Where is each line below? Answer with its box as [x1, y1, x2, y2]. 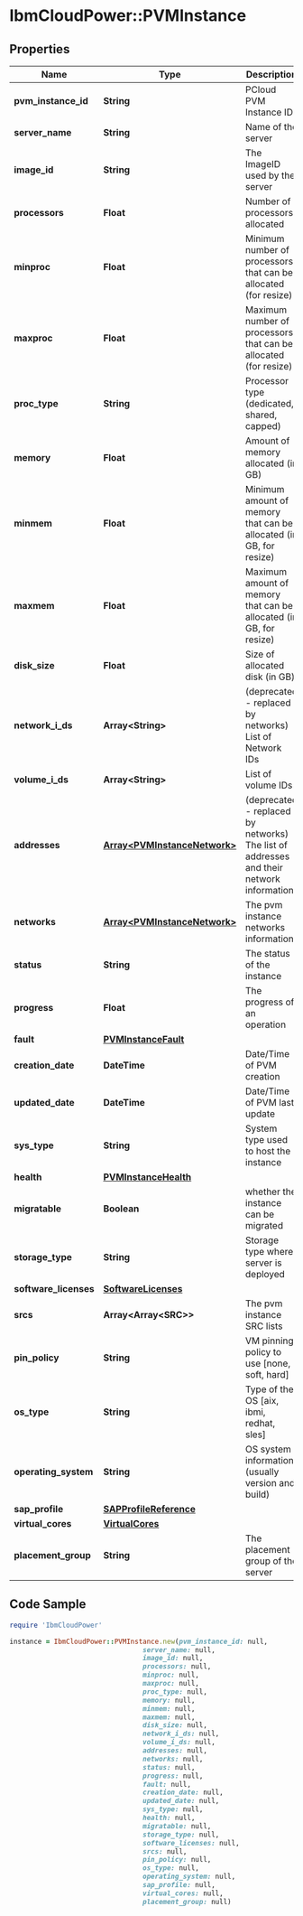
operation [244, 1018, 287, 1031]
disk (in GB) [244, 670, 296, 683]
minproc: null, [142, 1670, 200, 1680]
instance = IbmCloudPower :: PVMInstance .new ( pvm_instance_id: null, [9, 1637, 269, 1646]
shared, [244, 408, 278, 421]
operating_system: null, [142, 1872, 236, 1882]
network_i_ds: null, [142, 1729, 220, 1739]
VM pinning [244, 1334, 295, 1347]
